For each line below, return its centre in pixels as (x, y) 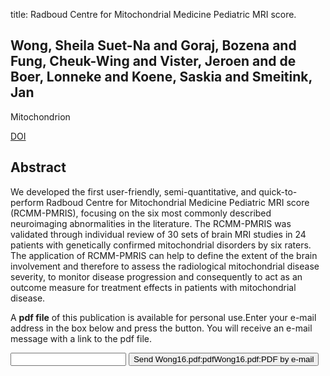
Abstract (38, 167)
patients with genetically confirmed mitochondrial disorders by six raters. (161, 245)
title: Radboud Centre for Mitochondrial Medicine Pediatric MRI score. (153, 14)
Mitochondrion (40, 116)
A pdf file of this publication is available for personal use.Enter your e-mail (163, 317)
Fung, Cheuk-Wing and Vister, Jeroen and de (153, 61)
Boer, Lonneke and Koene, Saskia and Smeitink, (161, 77)
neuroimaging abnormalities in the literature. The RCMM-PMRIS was (151, 223)
